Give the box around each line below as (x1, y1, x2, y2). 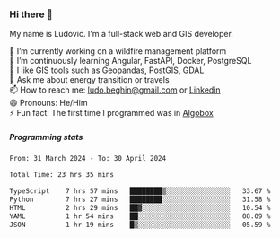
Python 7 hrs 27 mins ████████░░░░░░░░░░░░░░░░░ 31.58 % (9, 195, 271, 204)
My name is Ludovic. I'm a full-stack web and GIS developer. (9, 29, 233, 40)
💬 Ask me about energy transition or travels (9, 75, 170, 85)
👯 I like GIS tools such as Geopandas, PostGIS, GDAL (9, 65, 205, 75)
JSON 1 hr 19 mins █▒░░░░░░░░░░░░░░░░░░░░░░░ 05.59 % (9, 220, 271, 229)
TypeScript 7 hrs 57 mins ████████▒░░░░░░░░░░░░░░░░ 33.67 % (9, 187, 271, 196)
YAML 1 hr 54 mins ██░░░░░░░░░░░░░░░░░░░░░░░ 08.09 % (9, 211, 271, 221)
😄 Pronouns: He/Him (9, 98, 88, 109)
